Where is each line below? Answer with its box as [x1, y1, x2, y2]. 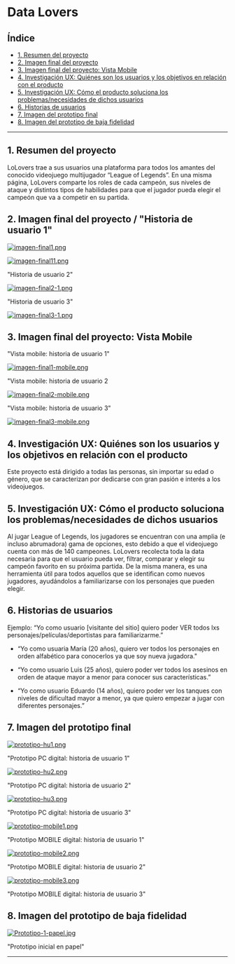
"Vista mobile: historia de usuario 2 [7, 376, 108, 386]
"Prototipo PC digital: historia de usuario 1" [7, 754, 130, 762]
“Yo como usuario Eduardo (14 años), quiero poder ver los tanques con [17, 686, 222, 695]
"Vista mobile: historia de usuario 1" [7, 350, 110, 358]
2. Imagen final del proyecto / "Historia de [7, 213, 193, 225]
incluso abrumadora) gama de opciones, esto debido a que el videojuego [7, 540, 218, 548]
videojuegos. [7, 482, 45, 491]
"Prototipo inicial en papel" [7, 942, 85, 951]
